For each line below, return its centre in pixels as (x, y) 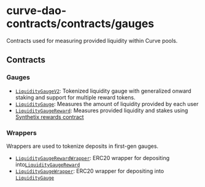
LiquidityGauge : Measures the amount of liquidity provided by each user (107, 104)
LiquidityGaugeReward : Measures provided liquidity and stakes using (102, 110)
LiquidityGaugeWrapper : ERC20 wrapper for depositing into (90, 171)
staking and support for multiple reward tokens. (75, 97)
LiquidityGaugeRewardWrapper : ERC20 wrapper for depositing (92, 158)
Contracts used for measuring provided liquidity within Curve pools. (92, 40)
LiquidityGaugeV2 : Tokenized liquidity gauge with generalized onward (103, 91)
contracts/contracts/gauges (80, 24)
